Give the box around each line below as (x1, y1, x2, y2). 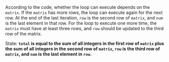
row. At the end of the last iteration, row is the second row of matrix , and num (5, 15, 163, 20)
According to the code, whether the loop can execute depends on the (5, 4, 150, 10)
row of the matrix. (5, 31, 42, 36)
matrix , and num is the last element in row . (5, 51, 92, 57)
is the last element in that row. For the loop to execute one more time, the (5, 20, 157, 26)
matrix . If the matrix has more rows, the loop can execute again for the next (5, 9, 163, 15)
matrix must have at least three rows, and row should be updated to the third (5, 25, 164, 31)
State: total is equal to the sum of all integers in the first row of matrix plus (5, 40, 164, 46)
